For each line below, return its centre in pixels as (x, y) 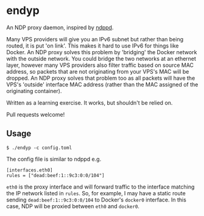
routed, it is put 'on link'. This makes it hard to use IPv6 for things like (93, 46)
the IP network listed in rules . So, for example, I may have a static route (96, 193)
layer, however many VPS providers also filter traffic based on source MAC (100, 65)
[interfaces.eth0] (30, 170)
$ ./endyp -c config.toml (39, 148)
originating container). (34, 91)
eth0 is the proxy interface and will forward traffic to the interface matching (100, 187)
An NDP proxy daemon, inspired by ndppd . (60, 27)
